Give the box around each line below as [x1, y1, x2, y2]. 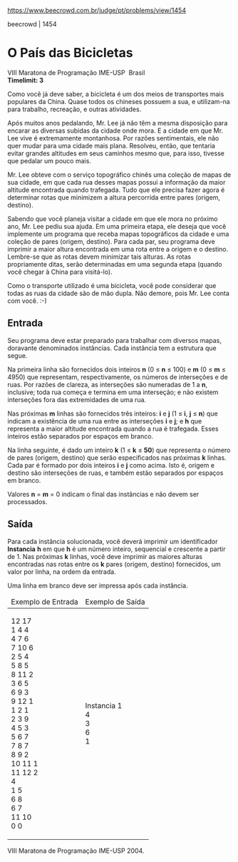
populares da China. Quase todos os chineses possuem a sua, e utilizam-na [7, 97, 230, 106]
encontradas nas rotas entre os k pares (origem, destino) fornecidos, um [7, 560, 221, 568]
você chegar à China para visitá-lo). [7, 267, 113, 276]
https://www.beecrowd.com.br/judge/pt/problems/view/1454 [7, 6, 187, 14]
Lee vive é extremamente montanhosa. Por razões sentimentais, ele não [7, 133, 219, 142]
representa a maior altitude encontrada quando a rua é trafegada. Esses [7, 424, 219, 433]
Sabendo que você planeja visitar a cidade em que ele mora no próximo [7, 214, 218, 223]
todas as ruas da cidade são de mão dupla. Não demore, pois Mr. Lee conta [7, 289, 230, 297]
